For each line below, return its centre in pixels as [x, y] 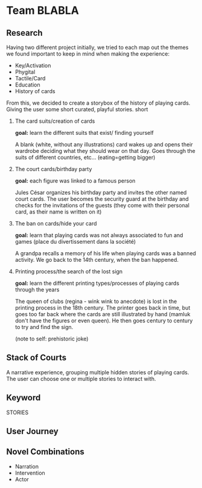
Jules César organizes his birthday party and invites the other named [101, 192]
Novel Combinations [45, 452]
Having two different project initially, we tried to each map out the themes [97, 47]
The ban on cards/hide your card [56, 223]
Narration [27, 466]
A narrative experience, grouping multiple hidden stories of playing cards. [98, 372]
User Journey [32, 431]
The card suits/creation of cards [55, 121]
